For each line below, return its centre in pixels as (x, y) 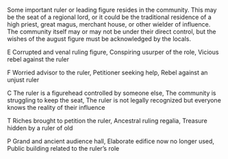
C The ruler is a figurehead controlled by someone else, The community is (112, 93)
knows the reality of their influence (56, 107)
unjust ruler (23, 80)
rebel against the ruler (38, 59)
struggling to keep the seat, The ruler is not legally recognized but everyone (114, 100)
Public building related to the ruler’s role (63, 148)
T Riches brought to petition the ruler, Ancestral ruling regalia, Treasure (107, 121)
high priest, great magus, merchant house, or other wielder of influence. (109, 24)
